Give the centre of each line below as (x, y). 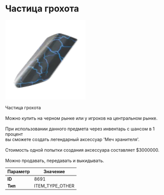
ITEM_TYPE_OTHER (54, 186)
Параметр (18, 172)
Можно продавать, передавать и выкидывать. (54, 161)
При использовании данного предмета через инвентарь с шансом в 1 (80, 129)
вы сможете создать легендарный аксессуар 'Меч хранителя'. (72, 139)
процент (14, 134)
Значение (54, 172)
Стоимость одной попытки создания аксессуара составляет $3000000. (82, 150)
